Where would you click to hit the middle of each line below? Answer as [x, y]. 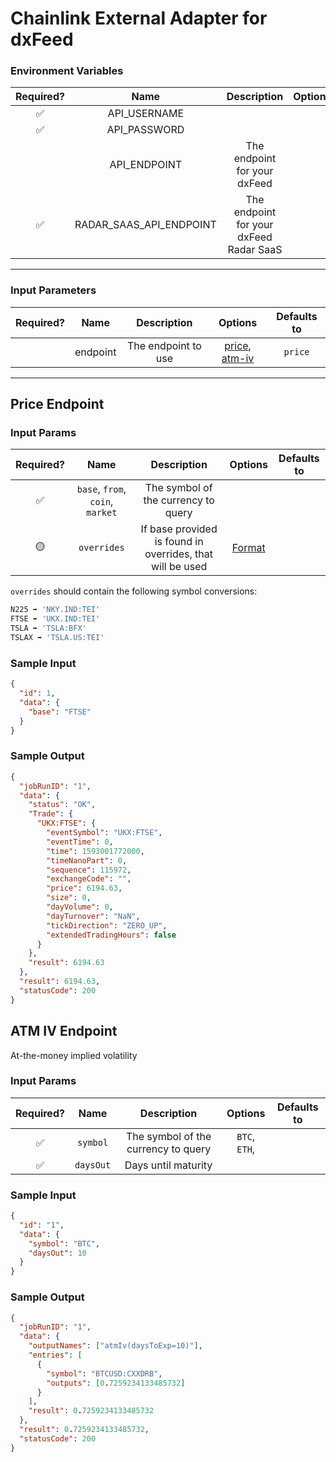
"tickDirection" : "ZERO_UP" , [107, 925]
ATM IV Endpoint [64, 1031]
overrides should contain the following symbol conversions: [134, 591]
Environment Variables [67, 71]
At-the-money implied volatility [74, 1055]
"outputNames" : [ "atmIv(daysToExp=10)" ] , [115, 1346]
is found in [179, 542]
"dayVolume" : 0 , [80, 907]
